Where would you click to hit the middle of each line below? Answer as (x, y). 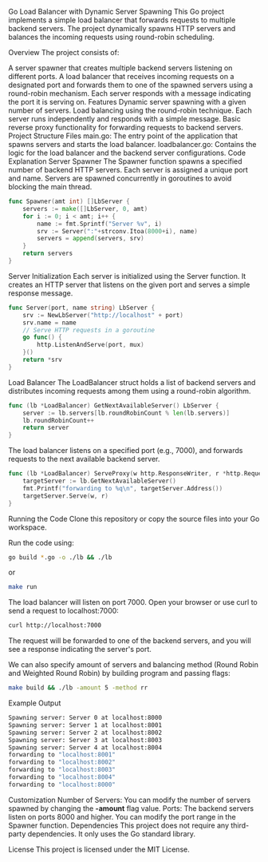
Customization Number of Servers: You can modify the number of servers (130, 800)
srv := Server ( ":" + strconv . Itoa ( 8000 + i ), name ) (117, 231)
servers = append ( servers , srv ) (91, 239)
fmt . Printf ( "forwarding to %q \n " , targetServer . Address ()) (123, 488)
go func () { (42, 338)
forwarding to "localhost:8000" (62, 785)
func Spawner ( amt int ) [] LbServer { (69, 201)
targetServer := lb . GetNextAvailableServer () (100, 481)
